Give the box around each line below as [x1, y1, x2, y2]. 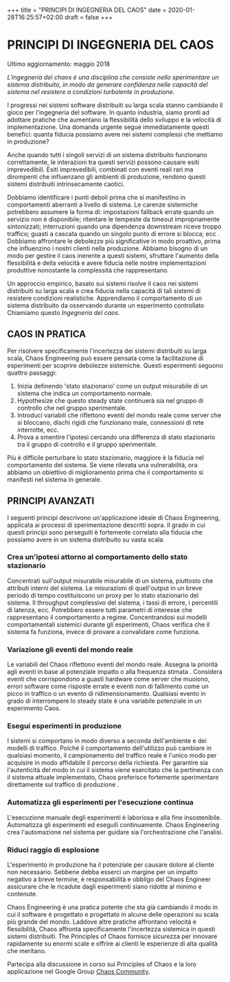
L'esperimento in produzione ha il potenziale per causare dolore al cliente [7, 861, 215, 869]
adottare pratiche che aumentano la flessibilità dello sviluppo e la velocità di [7, 115, 222, 124]
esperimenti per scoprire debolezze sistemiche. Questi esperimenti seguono [7, 361, 223, 369]
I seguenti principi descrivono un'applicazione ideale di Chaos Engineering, [7, 513, 220, 522]
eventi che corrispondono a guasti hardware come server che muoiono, [7, 675, 210, 683]
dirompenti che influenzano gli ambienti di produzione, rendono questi [7, 172, 206, 180]
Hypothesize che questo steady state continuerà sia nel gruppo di [16, 396, 204, 404]
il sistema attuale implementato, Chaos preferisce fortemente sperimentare [7, 773, 219, 782]
